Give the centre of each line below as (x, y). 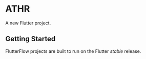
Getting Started (30, 39)
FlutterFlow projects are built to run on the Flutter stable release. (73, 51)
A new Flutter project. (28, 23)
